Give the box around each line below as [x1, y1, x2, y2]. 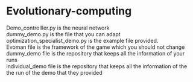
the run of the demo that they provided [6, 69, 103, 76]
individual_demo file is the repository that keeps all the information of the [6, 62, 188, 70]
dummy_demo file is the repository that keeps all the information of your [6, 49, 185, 57]
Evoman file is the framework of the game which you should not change [6, 43, 185, 51]
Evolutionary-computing [6, 4, 132, 18]
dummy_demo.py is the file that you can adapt [6, 30, 121, 37]
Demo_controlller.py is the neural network [6, 24, 110, 31]
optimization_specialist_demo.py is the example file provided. [6, 37, 159, 44]
